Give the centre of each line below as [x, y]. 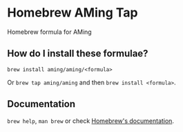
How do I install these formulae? [78, 54]
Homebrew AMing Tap [73, 13]
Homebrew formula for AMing [49, 32]
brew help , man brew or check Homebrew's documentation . [91, 121]
